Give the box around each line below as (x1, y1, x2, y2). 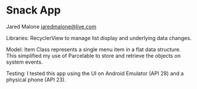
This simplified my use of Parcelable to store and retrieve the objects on (6, 52, 181, 59)
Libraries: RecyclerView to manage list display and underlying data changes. (6, 34, 192, 41)
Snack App (6, 4, 61, 17)
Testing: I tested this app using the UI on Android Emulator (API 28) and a (6, 70, 184, 77)
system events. (6, 58, 43, 65)
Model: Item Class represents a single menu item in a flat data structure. (6, 45, 181, 53)
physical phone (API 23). (6, 76, 66, 83)
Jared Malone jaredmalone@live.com (6, 23, 97, 30)
